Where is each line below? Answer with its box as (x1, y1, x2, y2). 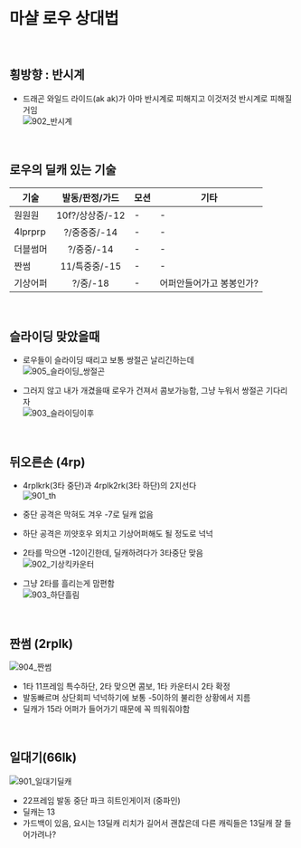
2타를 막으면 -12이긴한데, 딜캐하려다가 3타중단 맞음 (22, 548, 203, 558)
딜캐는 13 (22, 806, 56, 817)
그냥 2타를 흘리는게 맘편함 (22, 578, 115, 589)
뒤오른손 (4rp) (9, 454, 86, 470)
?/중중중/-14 (63, 225, 118, 238)
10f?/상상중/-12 (55, 209, 126, 222)
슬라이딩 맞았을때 (9, 329, 100, 344)
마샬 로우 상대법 (9, 8, 119, 29)
